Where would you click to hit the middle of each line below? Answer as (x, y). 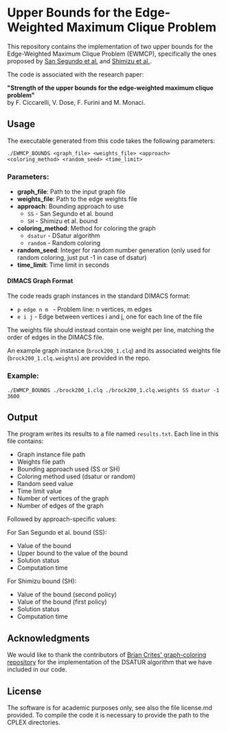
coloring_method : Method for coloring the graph (86, 228)
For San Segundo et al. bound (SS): (57, 533)
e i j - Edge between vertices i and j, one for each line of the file (110, 317)
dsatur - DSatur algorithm (64, 236)
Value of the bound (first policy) (62, 602)
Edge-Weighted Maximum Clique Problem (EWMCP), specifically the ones (112, 54)
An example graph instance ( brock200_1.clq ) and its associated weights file (114, 351)
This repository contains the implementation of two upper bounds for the (110, 46)
